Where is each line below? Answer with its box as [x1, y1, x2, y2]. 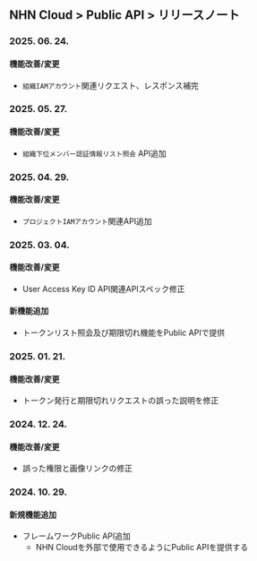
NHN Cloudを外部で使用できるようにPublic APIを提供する [35, 542, 249, 553]
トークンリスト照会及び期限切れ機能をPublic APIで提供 [21, 327, 226, 338]
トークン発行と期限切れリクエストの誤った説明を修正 [21, 395, 219, 406]
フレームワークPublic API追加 [21, 531, 132, 541]
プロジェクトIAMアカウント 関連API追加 [21, 215, 152, 226]
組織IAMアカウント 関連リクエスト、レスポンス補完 [21, 80, 199, 91]
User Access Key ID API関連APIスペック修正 [21, 283, 185, 294]
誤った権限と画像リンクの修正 [21, 463, 133, 474]
